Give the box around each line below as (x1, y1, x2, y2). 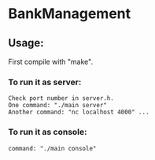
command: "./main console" (8, 144, 97, 152)
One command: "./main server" (8, 102, 108, 110)
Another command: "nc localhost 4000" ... (8, 108, 149, 117)
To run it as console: (8, 127, 87, 138)
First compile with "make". (8, 57, 93, 66)
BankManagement (8, 5, 131, 23)
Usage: (8, 36, 45, 50)
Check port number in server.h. (8, 95, 114, 102)
